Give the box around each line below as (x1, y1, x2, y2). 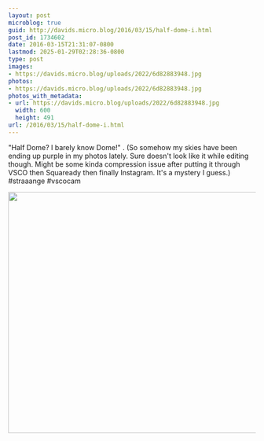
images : (8, 63, 34, 71)
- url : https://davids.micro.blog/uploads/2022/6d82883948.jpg (8, 99, 220, 107)
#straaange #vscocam (8, 176, 81, 186)
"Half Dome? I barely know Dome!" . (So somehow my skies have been (8, 142, 237, 152)
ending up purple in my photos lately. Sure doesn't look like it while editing (8, 151, 249, 160)
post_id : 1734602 (8, 33, 65, 42)
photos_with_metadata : (8, 92, 82, 100)
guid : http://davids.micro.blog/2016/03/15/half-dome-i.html (8, 26, 213, 34)
